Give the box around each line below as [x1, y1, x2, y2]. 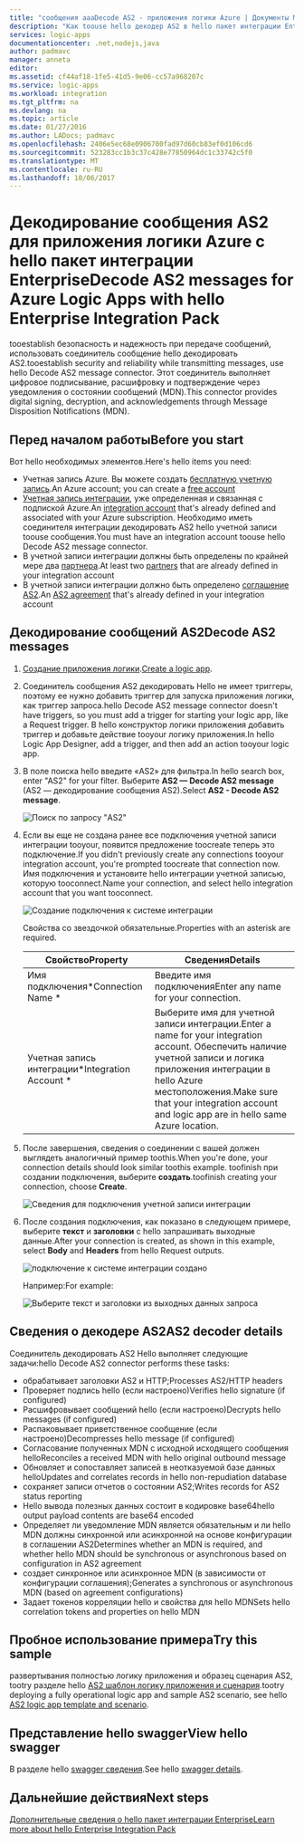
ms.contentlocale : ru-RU [9, 165, 103, 174]
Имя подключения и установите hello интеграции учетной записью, [22, 868, 287, 878]
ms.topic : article [9, 114, 79, 123]
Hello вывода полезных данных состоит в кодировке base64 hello [22, 1500, 275, 1511]
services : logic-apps [9, 30, 91, 39]
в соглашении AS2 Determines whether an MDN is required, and [22, 1539, 263, 1550]
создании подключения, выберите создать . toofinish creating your [22, 1171, 278, 1182]
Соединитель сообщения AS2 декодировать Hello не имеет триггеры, [22, 680, 294, 691]
